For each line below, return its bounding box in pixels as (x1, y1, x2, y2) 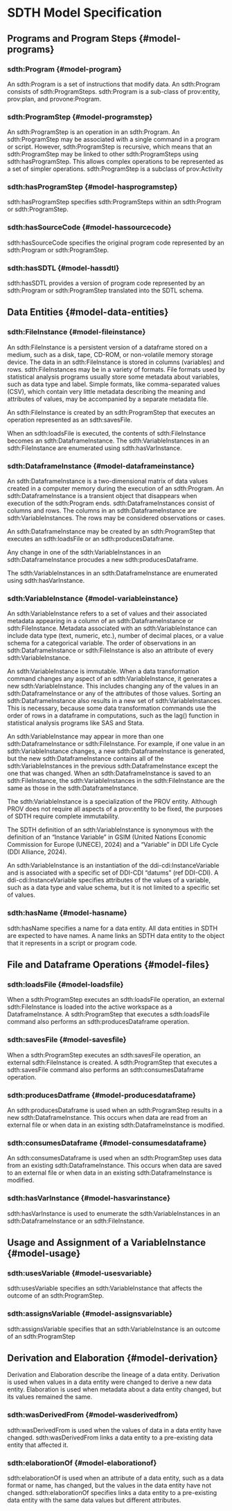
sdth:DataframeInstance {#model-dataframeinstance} (7, 461, 195, 470)
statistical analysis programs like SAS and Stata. (7, 719, 144, 727)
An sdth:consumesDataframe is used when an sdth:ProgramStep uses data (7, 1154, 222, 1162)
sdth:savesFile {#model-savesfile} (7, 1035, 127, 1045)
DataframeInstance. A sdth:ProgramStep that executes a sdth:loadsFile (7, 1010, 210, 1018)
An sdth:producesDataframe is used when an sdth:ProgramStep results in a (7, 1106, 223, 1114)
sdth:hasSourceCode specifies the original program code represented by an (7, 238, 225, 247)
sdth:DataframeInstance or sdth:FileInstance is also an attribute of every (7, 646, 214, 654)
